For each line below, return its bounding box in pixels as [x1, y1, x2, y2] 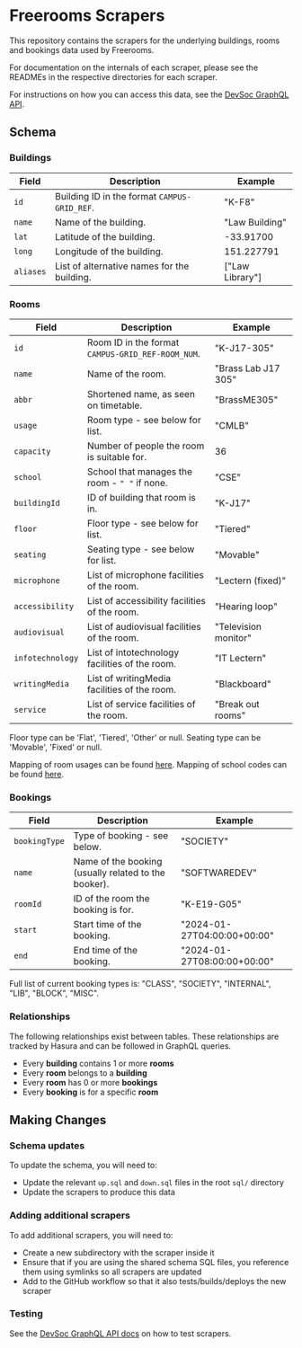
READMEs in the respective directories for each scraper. [9, 71, 218, 82]
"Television [214, 620, 262, 633]
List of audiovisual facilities [86, 620, 201, 633]
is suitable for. [86, 450, 147, 463]
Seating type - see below [86, 543, 195, 555]
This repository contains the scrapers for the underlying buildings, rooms [9, 35, 280, 46]
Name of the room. [86, 368, 166, 380]
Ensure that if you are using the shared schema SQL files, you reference [22, 1256, 289, 1267]
